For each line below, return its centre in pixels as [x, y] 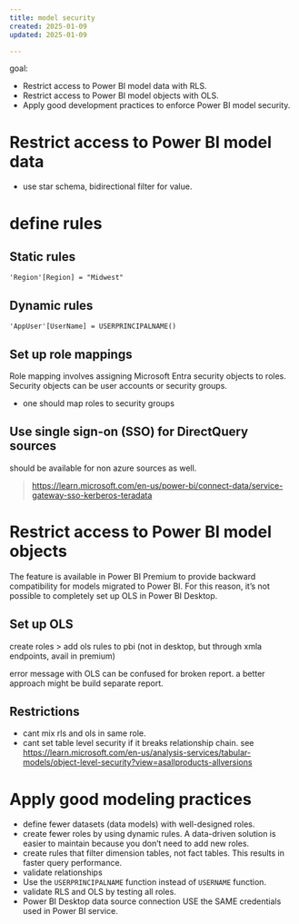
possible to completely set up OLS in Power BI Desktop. [114, 595]
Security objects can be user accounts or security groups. [118, 385]
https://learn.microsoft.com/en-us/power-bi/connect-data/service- [157, 485]
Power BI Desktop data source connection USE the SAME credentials [152, 901]
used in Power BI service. [70, 911]
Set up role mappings [71, 354]
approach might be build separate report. [86, 683]
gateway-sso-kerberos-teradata [92, 495]
